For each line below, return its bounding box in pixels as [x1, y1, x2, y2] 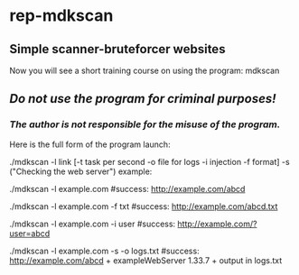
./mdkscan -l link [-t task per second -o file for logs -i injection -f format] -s [9, 156, 291, 167]
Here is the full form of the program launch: [9, 139, 171, 150]
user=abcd [9, 227, 51, 239]
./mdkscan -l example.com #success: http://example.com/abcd [9, 183, 246, 194]
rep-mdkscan [9, 5, 114, 26]
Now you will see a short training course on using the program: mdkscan [9, 65, 280, 76]
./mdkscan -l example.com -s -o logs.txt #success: [9, 245, 201, 256]
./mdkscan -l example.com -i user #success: [9, 218, 176, 229]
